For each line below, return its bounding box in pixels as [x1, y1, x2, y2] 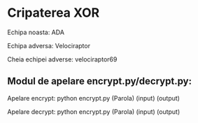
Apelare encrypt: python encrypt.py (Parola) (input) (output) [7, 94, 181, 102]
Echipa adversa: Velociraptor [7, 41, 91, 50]
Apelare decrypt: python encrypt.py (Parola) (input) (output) [7, 107, 181, 116]
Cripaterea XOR [7, 5, 100, 21]
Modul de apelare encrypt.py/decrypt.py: [7, 75, 192, 87]
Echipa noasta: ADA [7, 28, 65, 36]
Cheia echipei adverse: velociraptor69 [7, 55, 118, 64]
